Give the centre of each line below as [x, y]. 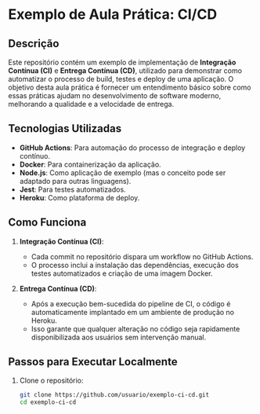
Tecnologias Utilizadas [65, 128]
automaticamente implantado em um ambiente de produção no [133, 312]
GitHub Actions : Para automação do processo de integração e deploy [132, 148]
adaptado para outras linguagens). [75, 181]
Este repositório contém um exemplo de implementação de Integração [122, 62]
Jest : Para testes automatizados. [73, 189]
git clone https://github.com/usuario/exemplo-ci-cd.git [114, 395]
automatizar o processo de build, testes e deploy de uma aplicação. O [121, 79]
